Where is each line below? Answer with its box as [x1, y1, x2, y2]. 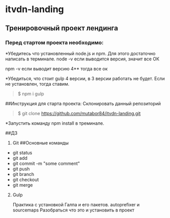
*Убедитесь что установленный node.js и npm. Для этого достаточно [5, 50, 156, 56]
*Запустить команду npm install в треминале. [5, 120, 105, 126]
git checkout [12, 176, 39, 183]
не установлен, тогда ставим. [5, 81, 70, 87]
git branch [12, 171, 35, 177]
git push [12, 166, 30, 172]
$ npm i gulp [17, 90, 44, 97]
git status [12, 150, 32, 156]
